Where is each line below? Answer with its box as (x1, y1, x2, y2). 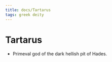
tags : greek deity (5, 12, 44, 17)
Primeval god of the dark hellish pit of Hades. (12, 51, 107, 57)
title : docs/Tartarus (5, 7, 51, 13)
